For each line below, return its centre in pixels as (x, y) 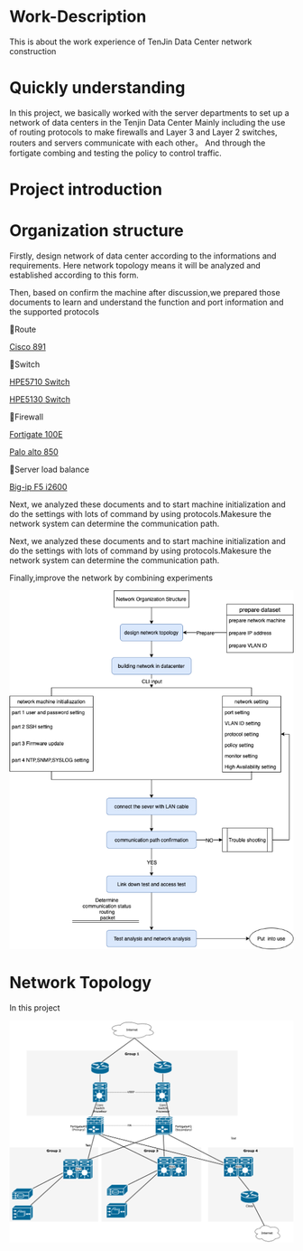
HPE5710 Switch (40, 382)
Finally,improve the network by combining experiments (111, 578)
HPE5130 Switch (40, 399)
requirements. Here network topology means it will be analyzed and (135, 265)
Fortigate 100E (36, 434)
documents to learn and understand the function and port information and (147, 302)
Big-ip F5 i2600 (38, 487)
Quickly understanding (97, 88)
